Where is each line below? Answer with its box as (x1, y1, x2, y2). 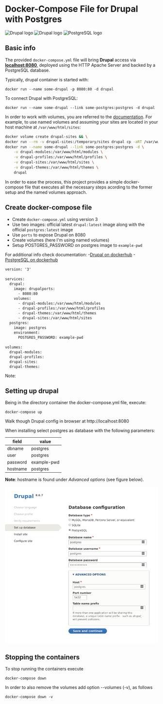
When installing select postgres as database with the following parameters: (5, 427, 155, 434)
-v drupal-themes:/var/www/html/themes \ (14, 165, 98, 170)
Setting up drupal (5, 387, 59, 395)
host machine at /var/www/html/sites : (5, 124, 81, 130)
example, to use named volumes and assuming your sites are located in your (5, 119, 158, 125)
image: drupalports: (14, 286, 55, 291)
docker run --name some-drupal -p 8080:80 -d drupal (5, 87, 114, 92)
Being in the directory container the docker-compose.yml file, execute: (5, 400, 147, 406)
